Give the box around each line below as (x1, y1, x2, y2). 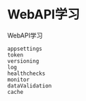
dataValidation (7, 82, 52, 89)
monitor (7, 76, 30, 83)
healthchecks (7, 70, 46, 77)
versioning (7, 57, 39, 64)
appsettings (7, 45, 42, 52)
